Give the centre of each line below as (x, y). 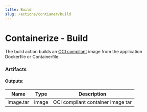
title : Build (18, 9)
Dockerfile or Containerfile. (33, 57)
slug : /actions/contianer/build (38, 14)
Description (92, 94)
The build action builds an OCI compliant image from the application (74, 52)
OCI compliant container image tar (93, 102)
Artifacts (16, 70)
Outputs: (14, 81)
